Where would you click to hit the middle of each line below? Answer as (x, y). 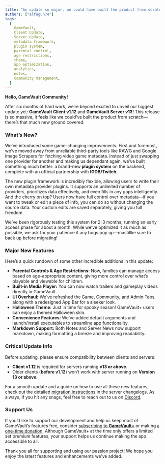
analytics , (25, 69)
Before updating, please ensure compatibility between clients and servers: (80, 357)
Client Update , (29, 32)
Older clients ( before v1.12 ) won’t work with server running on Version (83, 371)
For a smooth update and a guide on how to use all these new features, (77, 386)
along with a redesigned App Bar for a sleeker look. (64, 302)
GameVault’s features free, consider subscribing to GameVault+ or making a (82, 426)
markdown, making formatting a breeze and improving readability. (79, 334)
